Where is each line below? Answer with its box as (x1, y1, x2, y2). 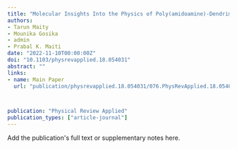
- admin (7, 37, 30, 44)
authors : (7, 17, 33, 24)
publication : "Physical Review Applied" (7, 107, 128, 115)
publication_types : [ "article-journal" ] (7, 114, 128, 121)
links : (7, 69, 27, 76)
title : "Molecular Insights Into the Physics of (7, 10, 153, 18)
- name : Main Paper (7, 76, 65, 83)
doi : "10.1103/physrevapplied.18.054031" (7, 56, 131, 64)
